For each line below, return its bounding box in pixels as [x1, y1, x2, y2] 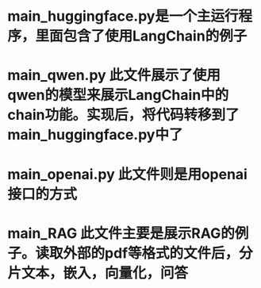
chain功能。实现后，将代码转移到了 [7, 106, 240, 124]
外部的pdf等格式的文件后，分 [63, 244, 253, 262]
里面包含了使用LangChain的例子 [35, 27, 248, 45]
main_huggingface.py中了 [7, 126, 183, 144]
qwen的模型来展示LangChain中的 [7, 86, 229, 104]
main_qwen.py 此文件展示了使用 [7, 67, 221, 84]
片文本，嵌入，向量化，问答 [7, 263, 189, 282]
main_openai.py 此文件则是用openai [7, 165, 248, 183]
